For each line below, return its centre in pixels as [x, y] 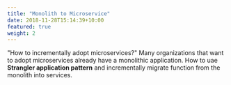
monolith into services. [40, 75]
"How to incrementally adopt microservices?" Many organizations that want [115, 53]
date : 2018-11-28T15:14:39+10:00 [56, 20]
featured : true [29, 26]
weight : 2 [22, 33]
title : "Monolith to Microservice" [59, 14]
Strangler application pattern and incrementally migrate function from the [114, 68]
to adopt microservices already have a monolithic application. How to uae [112, 61]
